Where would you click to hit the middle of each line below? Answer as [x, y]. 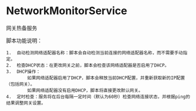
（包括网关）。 [21, 84]
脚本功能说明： [24, 40]
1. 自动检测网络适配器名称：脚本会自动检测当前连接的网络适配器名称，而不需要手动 [95, 53]
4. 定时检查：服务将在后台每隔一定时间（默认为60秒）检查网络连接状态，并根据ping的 [98, 97]
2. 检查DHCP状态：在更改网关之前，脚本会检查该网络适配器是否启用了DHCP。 [88, 65]
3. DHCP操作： [23, 71]
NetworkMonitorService [67, 11]
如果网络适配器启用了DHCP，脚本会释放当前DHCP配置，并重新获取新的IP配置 [106, 78]
